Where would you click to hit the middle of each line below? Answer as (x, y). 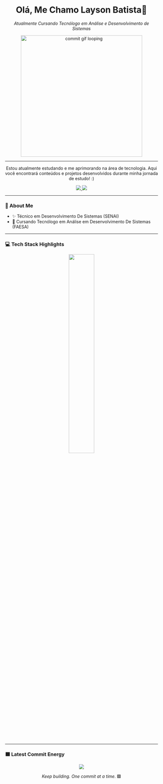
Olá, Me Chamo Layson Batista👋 (81, 10)
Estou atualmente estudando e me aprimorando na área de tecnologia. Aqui (81, 168)
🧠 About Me (19, 205)
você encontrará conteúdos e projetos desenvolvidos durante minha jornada (81, 173)
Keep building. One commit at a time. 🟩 (81, 776)
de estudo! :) (81, 178)
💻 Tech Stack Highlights (35, 244)
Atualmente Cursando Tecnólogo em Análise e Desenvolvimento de (81, 23)
